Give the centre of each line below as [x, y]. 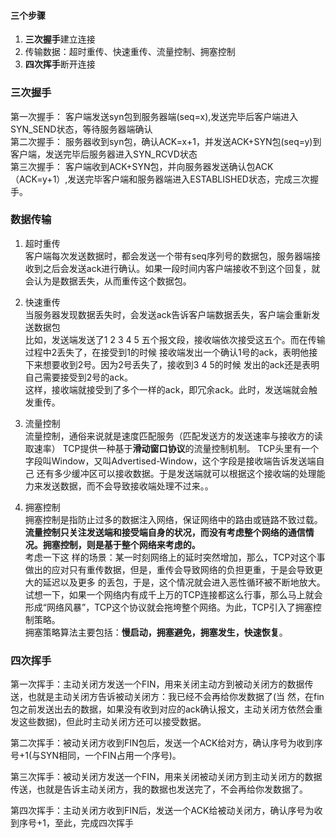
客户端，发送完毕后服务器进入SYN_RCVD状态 [104, 154]
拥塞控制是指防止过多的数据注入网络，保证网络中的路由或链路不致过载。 [173, 519]
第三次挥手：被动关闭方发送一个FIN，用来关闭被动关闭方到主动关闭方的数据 [166, 777]
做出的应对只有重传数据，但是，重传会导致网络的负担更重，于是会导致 [169, 569]
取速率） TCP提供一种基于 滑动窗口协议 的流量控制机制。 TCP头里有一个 [172, 448]
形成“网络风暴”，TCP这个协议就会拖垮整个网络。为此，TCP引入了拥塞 [168, 607]
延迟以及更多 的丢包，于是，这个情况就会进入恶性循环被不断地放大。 [184, 582]
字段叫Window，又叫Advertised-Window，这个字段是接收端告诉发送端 [170, 461]
